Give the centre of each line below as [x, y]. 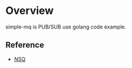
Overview [30, 11]
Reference [25, 45]
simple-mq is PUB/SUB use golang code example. [66, 27]
